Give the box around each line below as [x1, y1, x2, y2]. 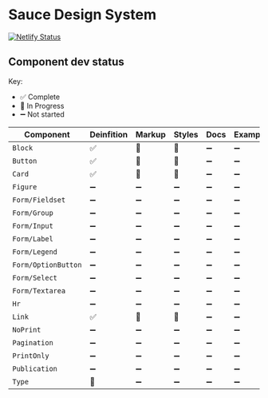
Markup [135, 129, 166, 140]
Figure [12, 182, 37, 191]
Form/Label [12, 234, 53, 243]
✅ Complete [19, 92, 61, 101]
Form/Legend [12, 247, 58, 257]
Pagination [12, 338, 53, 347]
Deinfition [89, 129, 128, 140]
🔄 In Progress [19, 101, 65, 110]
